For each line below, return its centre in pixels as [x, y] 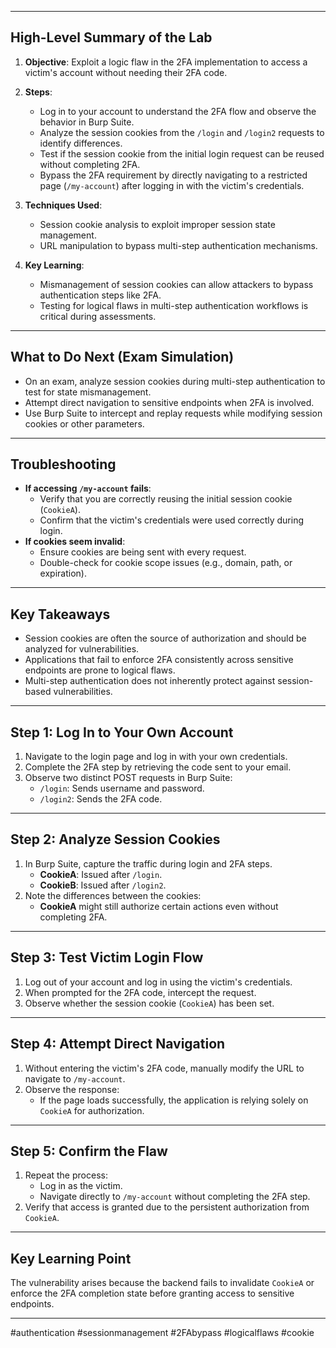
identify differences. [81, 143]
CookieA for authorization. [92, 1110]
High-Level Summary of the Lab [111, 37]
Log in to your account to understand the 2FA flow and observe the [178, 111]
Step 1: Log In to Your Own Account [122, 732]
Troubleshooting [63, 464]
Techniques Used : [63, 205]
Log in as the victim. [81, 1186]
